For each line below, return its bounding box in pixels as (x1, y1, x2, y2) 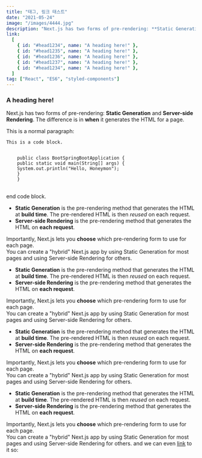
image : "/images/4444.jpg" (6, 20, 74, 26)
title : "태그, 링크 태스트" (6, 8, 68, 15)
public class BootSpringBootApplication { (17, 155, 125, 162)
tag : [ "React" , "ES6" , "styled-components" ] (6, 76, 120, 82)
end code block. (6, 193, 47, 200)
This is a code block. (6, 139, 63, 145)
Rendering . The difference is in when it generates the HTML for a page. (6, 116, 185, 124)
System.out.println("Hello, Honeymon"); (17, 166, 120, 172)
